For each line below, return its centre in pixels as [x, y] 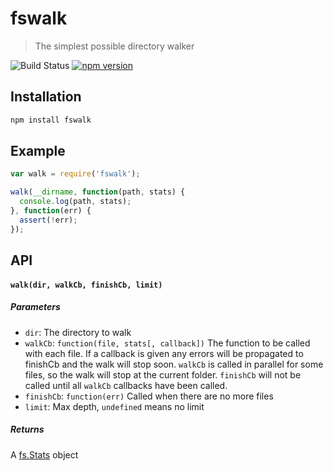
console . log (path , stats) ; [75, 202]
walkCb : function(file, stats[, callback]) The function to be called [167, 343]
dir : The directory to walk [78, 332]
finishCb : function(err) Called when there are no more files [149, 396]
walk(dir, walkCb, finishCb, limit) [86, 285]
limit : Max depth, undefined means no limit [114, 406]
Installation [46, 97]
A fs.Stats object [44, 454]
